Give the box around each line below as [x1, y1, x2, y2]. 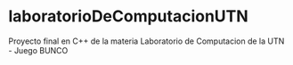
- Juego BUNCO [8, 45, 69, 55]
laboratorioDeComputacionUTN [8, 6, 248, 27]
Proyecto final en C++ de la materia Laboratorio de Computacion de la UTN [8, 36, 285, 46]
